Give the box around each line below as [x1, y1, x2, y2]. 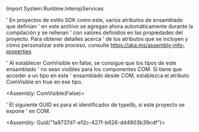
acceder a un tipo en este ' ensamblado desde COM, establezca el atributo [6, 72, 189, 79]
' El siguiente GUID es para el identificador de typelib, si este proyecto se [6, 101, 185, 108]
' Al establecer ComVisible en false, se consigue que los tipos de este [6, 59, 176, 66]
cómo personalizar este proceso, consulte [6, 41, 110, 49]
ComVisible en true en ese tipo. [6, 78, 83, 85]
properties [6, 48, 31, 55]
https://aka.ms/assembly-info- [110, 41, 185, 49]
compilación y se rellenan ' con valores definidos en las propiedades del [6, 29, 183, 36]
